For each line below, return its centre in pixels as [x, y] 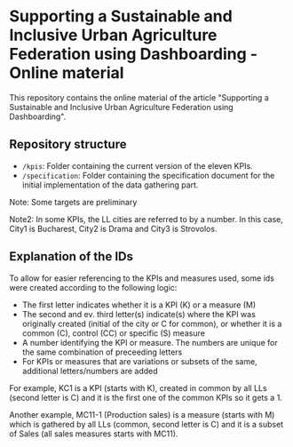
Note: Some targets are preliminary [73, 202]
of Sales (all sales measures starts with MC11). [94, 434]
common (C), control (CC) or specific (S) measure [114, 333]
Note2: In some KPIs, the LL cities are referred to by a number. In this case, [146, 219]
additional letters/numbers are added [90, 371]
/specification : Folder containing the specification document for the [148, 175]
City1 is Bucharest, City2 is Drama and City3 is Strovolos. [113, 228]
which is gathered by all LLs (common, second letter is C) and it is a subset [146, 424]
